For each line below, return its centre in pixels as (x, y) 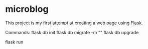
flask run (14, 42)
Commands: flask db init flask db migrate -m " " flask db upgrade (72, 32)
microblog (27, 9)
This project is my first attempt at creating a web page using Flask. (74, 23)
